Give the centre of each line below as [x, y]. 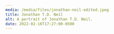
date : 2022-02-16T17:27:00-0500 [40, 24]
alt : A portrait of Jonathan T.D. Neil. [49, 19]
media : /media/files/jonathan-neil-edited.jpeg [57, 10]
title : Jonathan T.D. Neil [34, 14]
